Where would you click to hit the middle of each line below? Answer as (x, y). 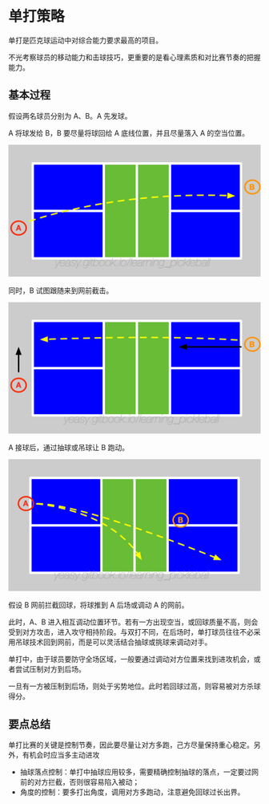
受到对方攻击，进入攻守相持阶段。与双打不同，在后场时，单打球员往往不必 (131, 632)
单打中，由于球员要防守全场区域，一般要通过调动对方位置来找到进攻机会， (131, 660)
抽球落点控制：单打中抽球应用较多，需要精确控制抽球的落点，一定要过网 (139, 772)
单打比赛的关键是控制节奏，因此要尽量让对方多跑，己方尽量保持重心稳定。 (131, 745)
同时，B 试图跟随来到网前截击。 (61, 290)
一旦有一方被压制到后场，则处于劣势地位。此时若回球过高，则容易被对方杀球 (134, 686)
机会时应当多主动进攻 (64, 755)
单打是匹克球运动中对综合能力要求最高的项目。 (85, 40)
